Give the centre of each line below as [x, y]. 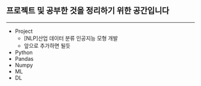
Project [24, 31]
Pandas [24, 59]
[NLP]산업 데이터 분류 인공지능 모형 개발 [71, 38]
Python [24, 52]
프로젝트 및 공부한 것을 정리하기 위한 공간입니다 [88, 11]
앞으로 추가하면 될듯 [47, 45]
